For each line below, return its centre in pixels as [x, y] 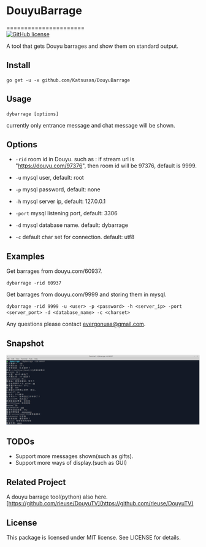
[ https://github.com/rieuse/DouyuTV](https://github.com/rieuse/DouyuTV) [100, 503]
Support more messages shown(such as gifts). [74, 456]
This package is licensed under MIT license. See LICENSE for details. [93, 538]
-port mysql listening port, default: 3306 [66, 213]
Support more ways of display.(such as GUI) [71, 463]
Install [18, 65]
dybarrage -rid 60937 [34, 283]
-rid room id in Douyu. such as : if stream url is [75, 159]
